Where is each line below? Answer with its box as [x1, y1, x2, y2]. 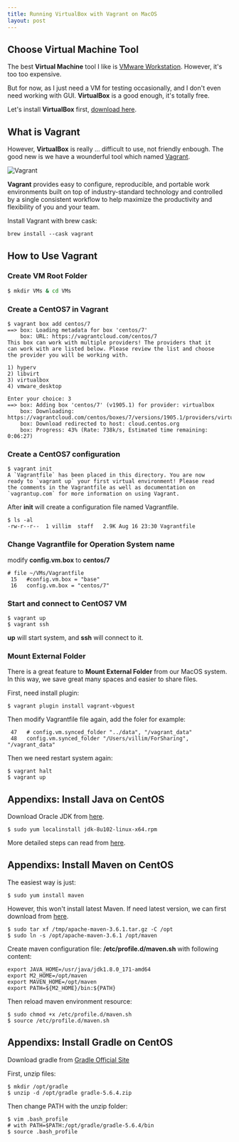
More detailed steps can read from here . [7, 838, 126, 847]
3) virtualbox [7, 376, 50, 384]
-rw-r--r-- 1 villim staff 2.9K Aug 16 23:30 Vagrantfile [7, 523, 196, 530]
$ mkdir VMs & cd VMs [7, 287, 72, 295]
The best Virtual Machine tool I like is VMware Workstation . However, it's [7, 62, 223, 71]
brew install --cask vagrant [7, 230, 94, 238]
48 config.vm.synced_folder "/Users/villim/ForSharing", [10, 735, 190, 743]
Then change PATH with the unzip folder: [7, 1101, 128, 1110]
